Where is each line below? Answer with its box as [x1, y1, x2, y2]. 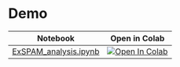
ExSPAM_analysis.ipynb [12, 46, 100, 57]
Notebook [36, 33, 75, 44]
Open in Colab [109, 33, 165, 44]
